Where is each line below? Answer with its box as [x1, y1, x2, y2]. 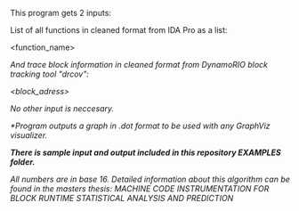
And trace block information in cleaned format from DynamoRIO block [10, 60, 269, 69]
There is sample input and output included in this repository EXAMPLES [10, 147, 281, 158]
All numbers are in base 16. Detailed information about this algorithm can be [10, 174, 290, 184]
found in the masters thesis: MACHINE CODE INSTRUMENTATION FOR [10, 183, 270, 194]
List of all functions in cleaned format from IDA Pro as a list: [10, 25, 228, 35]
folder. [10, 157, 36, 167]
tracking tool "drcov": [10, 69, 90, 79]
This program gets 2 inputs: [10, 8, 112, 18]
